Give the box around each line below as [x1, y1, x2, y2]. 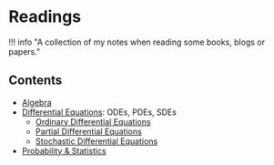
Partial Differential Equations [35, 126, 142, 137]
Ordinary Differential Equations [35, 116, 151, 127]
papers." [8, 46, 41, 57]
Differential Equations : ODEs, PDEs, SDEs [21, 107, 177, 118]
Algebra [21, 97, 52, 108]
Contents [8, 73, 63, 88]
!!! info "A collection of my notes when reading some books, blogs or [8, 36, 266, 47]
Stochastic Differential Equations [35, 135, 158, 147]
